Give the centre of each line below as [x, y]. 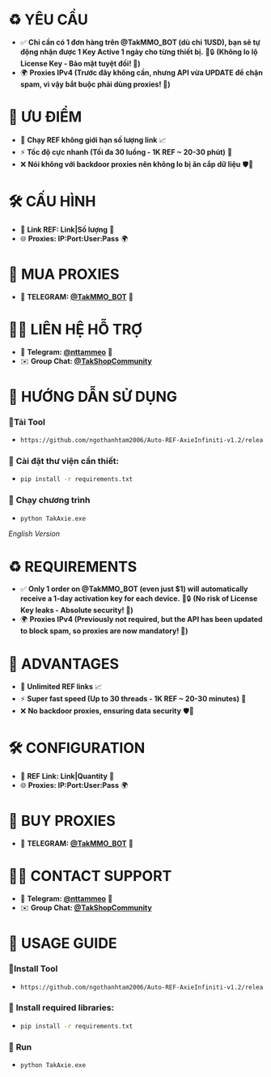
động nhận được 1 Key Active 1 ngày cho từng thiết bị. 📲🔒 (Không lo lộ [139, 52]
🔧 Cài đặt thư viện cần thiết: [64, 461]
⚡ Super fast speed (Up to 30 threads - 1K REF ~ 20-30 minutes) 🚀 [133, 699]
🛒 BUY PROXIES [62, 821]
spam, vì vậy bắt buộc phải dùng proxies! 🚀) [95, 84]
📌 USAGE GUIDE [63, 944]
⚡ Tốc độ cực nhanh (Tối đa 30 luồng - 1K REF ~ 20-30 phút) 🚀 [126, 151]
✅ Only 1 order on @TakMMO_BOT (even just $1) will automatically [134, 589]
